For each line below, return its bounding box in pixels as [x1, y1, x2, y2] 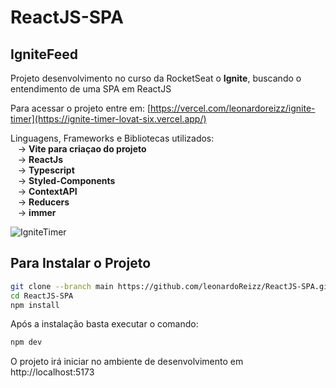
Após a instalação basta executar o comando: [10, 318, 199, 330]
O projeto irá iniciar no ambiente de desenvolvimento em [10, 356, 244, 368]
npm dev [10, 337, 43, 348]
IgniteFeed [10, 46, 78, 63]
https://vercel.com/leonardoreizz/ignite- [150, 102, 316, 114]
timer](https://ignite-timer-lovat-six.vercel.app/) [10, 113, 207, 125]
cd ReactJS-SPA [10, 291, 74, 301]
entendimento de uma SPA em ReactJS [10, 83, 172, 95]
